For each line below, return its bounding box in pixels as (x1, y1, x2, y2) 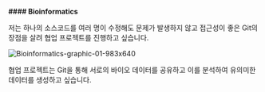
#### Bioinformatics (8, 7, 78, 16)
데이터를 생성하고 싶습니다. (8, 75, 92, 84)
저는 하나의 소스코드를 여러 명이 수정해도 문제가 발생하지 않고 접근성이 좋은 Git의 (8, 23, 258, 33)
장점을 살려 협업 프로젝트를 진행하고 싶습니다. (8, 33, 149, 42)
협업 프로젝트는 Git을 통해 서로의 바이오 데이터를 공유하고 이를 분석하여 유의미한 (8, 65, 256, 75)
